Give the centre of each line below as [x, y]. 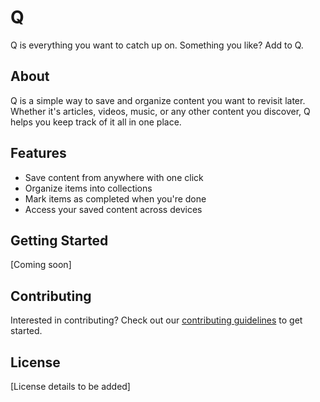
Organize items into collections [88, 188]
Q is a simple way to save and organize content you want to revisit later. [158, 100]
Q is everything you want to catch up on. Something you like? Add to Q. [157, 45]
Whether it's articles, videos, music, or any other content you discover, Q [160, 111]
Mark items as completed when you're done [115, 198]
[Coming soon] [41, 265]
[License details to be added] [70, 386]
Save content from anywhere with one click [114, 177]
